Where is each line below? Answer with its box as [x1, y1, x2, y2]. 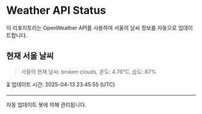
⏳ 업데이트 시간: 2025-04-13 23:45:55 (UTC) [6, 80, 115, 88]
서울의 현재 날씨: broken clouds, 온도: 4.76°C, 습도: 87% [20, 68, 156, 75]
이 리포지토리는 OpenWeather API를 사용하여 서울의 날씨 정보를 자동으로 [6, 24, 177, 31]
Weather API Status [6, 4, 106, 17]
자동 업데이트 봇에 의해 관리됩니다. [6, 101, 87, 108]
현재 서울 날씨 [6, 51, 54, 61]
